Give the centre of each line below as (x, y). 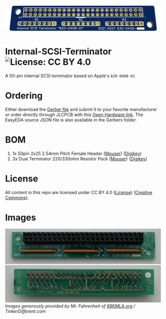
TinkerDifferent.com (25, 311)
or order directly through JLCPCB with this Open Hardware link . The (74, 115)
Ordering (24, 96)
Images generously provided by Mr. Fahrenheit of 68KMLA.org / (70, 306)
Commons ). (17, 198)
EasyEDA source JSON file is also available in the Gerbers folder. (71, 120)
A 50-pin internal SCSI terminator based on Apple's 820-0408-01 (70, 76)
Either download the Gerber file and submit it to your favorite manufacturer (81, 110)
